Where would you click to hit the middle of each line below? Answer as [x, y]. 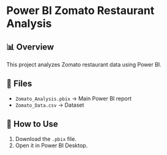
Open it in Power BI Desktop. [51, 145]
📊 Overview [30, 47]
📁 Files [19, 84]
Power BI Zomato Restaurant [80, 11]
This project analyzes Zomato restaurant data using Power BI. [84, 64]
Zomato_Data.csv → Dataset [50, 105]
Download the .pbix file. [46, 139]
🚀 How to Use [32, 124]
